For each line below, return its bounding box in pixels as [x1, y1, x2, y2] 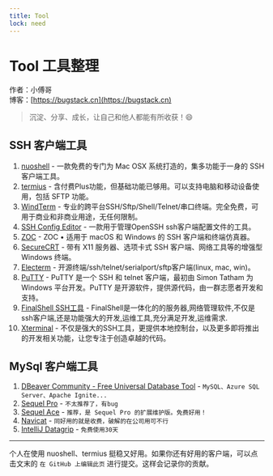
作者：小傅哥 [9, 85, 52, 95]
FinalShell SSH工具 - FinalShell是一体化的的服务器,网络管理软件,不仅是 [20, 303, 256, 312]
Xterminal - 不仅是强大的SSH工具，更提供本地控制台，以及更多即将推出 [20, 323, 260, 333]
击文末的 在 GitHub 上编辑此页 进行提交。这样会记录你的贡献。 [9, 459, 214, 469]
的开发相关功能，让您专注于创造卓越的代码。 [20, 334, 171, 343]
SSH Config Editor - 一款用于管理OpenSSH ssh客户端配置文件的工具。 [20, 222, 256, 232]
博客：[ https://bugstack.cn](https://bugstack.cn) [9, 95, 173, 105]
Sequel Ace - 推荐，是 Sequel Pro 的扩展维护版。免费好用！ [20, 407, 207, 417]
